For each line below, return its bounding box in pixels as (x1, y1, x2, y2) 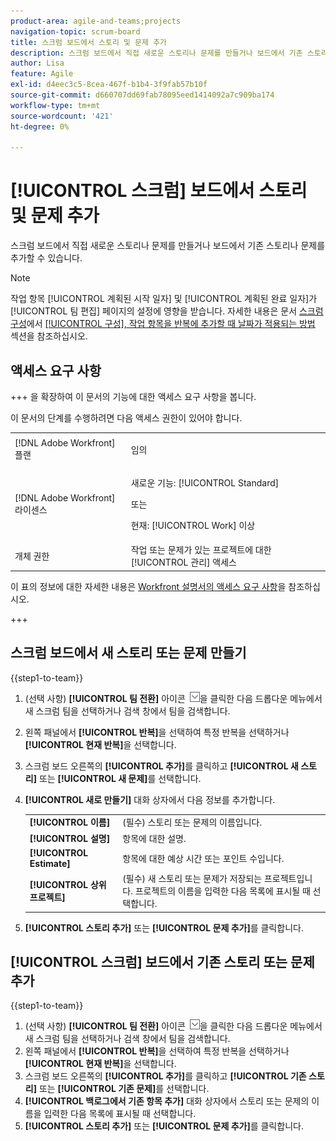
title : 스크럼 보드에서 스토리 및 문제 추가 (10, 37, 168, 47)
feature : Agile (10, 69, 74, 79)
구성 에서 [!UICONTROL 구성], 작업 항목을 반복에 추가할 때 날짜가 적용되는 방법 (10, 318, 316, 330)
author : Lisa (10, 58, 65, 69)
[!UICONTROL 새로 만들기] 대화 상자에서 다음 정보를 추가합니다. (24, 793, 276, 805)
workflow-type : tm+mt (10, 100, 101, 110)
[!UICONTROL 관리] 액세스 (130, 556, 237, 569)
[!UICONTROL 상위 (29, 879, 107, 891)
